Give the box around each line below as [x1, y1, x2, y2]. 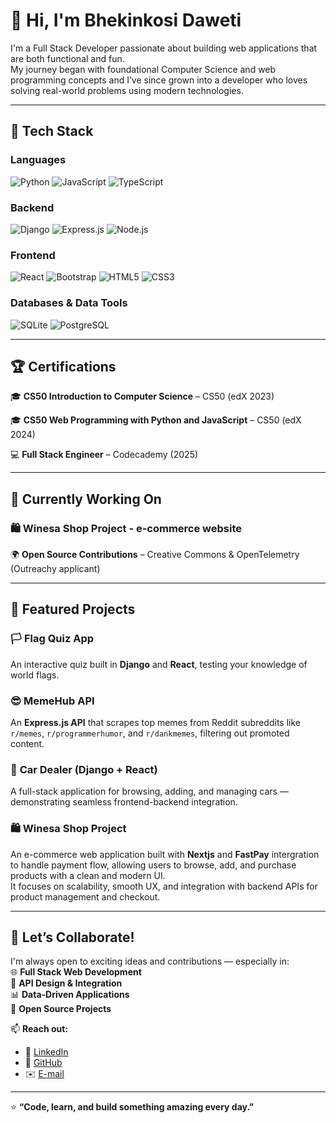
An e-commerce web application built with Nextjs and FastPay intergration [10, 848, 320, 860]
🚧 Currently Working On [10, 490, 162, 508]
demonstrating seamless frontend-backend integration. [10, 796, 238, 808]
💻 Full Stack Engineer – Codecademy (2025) [10, 449, 199, 461]
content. [10, 738, 45, 749]
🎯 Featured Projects [10, 601, 136, 618]
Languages [10, 153, 67, 167]
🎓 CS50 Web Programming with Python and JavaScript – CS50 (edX [10, 414, 302, 426]
